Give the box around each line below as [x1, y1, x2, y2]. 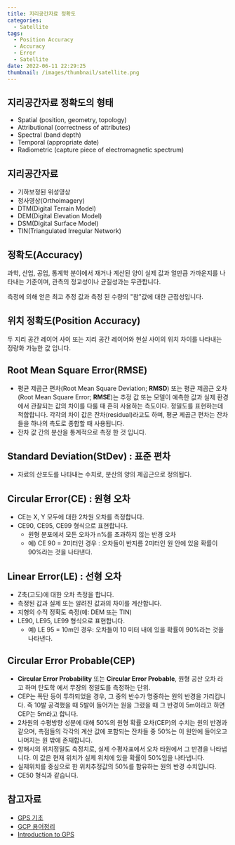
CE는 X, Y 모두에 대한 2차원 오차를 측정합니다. [17, 513, 145, 521]
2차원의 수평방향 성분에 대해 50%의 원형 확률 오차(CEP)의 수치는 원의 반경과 [17, 718, 228, 726]
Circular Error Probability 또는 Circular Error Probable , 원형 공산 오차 [17, 674, 216, 683]
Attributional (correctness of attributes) [17, 124, 131, 132]
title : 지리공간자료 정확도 [7, 10, 76, 18]
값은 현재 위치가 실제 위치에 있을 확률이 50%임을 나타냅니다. [39, 753, 205, 761]
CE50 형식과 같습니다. [17, 771, 79, 779]
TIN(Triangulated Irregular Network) [17, 227, 121, 235]
